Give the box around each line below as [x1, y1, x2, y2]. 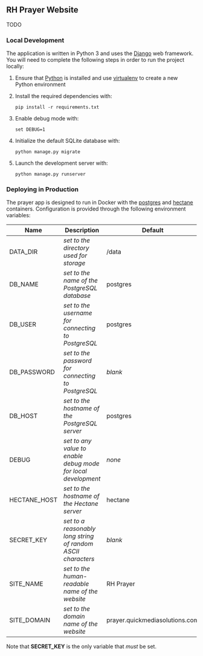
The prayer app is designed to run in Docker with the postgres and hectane [6, 199, 193, 206]
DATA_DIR [9, 248, 38, 256]
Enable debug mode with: [14, 115, 79, 122]
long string [63, 532, 94, 540]
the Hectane [63, 499, 98, 508]
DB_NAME [9, 280, 39, 289]
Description [65, 226, 100, 235]
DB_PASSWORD [9, 368, 56, 376]
